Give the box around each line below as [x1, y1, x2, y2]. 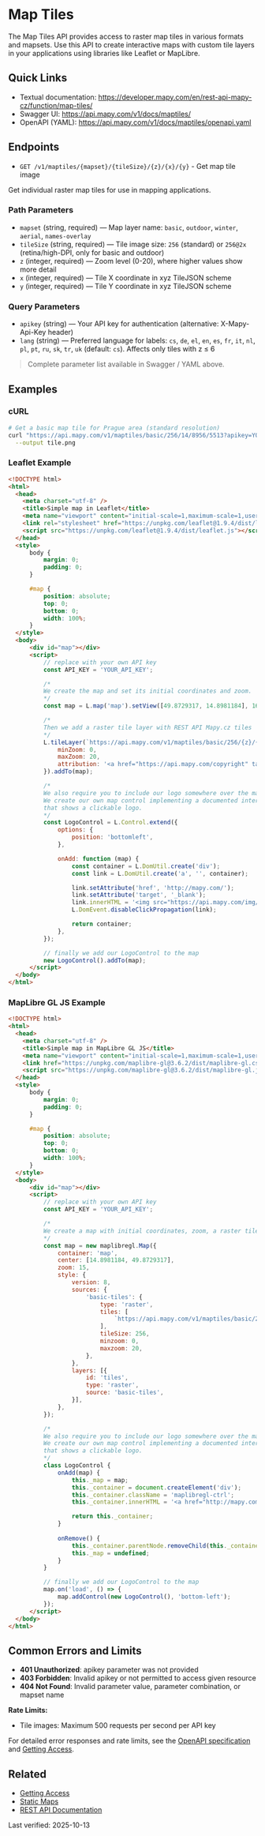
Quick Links [8, 71, 68, 84]
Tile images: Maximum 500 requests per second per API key [19, 1721, 216, 1730]
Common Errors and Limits [8, 1644, 142, 1658]
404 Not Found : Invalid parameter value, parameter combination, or [19, 1682, 241, 1691]
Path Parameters [8, 205, 73, 216]
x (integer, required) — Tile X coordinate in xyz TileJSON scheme [19, 272, 232, 282]
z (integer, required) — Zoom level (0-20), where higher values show [19, 256, 243, 265]
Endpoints [8, 141, 60, 154]
